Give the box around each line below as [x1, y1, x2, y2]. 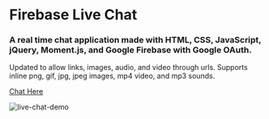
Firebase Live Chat [9, 6, 138, 24]
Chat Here [9, 87, 44, 96]
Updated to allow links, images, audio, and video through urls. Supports [9, 63, 248, 72]
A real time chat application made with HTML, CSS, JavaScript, [9, 35, 262, 46]
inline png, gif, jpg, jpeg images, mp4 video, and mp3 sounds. [9, 71, 216, 81]
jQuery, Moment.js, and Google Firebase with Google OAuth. [9, 44, 252, 55]
